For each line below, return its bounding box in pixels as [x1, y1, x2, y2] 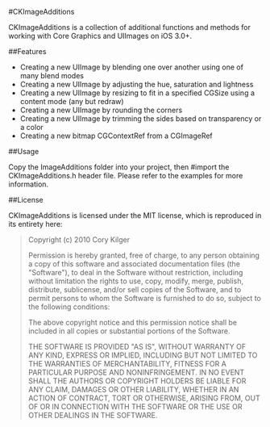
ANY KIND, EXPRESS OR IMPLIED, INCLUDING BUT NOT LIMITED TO [27, 350, 258, 360]
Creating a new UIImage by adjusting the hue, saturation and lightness [19, 80, 254, 89]
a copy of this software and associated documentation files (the [27, 259, 240, 269]
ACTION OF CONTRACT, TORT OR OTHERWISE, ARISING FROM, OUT [27, 393, 260, 403]
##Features [8, 47, 47, 56]
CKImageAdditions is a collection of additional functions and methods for [8, 23, 251, 31]
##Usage [8, 147, 39, 156]
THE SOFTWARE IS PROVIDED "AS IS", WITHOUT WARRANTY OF [27, 342, 247, 351]
